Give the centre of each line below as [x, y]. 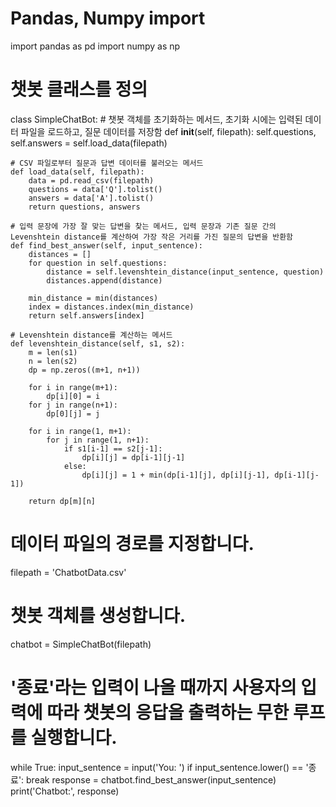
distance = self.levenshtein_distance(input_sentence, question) [185, 272]
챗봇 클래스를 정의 [79, 89]
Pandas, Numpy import [108, 18]
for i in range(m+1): [73, 387]
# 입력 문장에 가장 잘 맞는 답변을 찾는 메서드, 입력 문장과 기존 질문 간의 [143, 226]
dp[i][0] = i [73, 396]
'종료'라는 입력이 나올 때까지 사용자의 [153, 687]
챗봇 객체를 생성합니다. [98, 616]
